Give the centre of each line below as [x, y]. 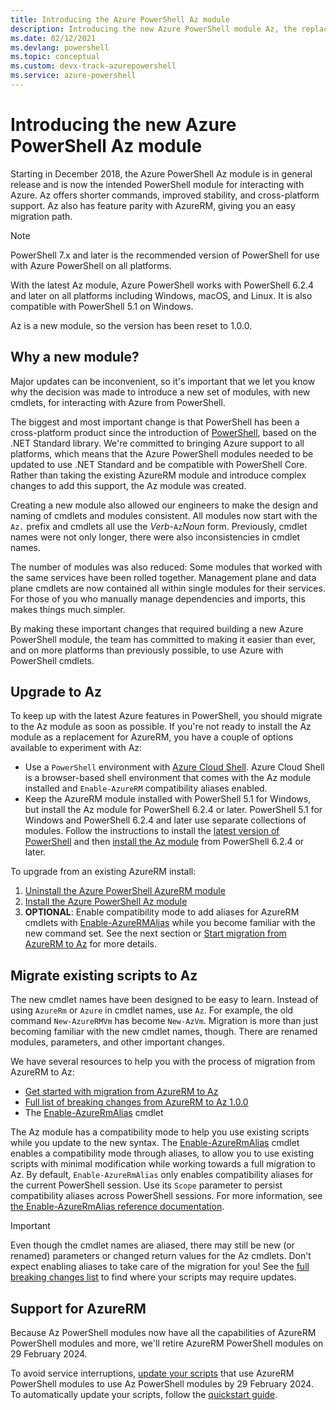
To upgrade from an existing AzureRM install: [103, 872]
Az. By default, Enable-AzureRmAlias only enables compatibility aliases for [162, 1175]
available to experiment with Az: [76, 748]
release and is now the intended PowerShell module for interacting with [157, 184]
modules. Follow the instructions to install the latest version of [152, 831]
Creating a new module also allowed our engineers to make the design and [164, 505]
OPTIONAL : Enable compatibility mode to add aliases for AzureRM [162, 912]
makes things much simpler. [68, 609]
